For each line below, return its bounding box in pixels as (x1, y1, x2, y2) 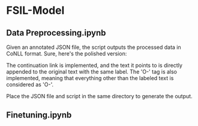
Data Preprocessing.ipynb (6, 28, 106, 38)
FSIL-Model (6, 4, 65, 17)
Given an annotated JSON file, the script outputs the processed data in (6, 43, 181, 51)
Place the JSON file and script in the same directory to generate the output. (6, 93, 193, 99)
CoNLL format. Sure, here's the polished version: (6, 50, 127, 57)
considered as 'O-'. (6, 81, 54, 88)
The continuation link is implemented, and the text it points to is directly (6, 61, 183, 69)
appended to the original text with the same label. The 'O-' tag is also (6, 68, 178, 75)
